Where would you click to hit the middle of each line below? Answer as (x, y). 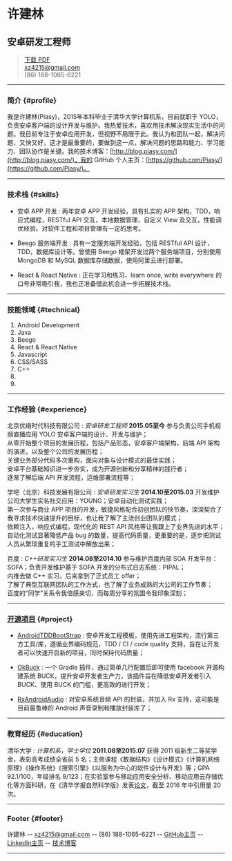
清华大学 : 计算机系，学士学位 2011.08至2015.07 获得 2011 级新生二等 (106, 751)
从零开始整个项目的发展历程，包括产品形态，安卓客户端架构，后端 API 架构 (114, 443)
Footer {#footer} (35, 818)
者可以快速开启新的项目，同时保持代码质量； (81, 652)
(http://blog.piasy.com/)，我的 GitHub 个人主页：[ (78, 160)
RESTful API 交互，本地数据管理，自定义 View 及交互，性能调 (135, 220)
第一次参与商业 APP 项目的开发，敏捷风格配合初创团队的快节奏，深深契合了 (115, 510)
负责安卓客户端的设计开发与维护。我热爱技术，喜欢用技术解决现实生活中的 (113, 126)
